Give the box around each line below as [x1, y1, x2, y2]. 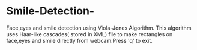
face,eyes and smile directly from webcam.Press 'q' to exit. [6, 37, 153, 44]
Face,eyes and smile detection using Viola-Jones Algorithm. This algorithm [6, 24, 192, 31]
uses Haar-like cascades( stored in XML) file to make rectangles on [6, 30, 173, 37]
